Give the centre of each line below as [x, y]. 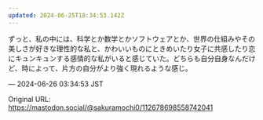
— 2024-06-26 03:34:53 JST [56, 84]
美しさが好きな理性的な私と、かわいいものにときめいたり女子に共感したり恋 [132, 49]
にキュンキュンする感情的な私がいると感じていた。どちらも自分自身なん [125, 58]
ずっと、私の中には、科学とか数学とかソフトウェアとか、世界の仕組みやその [131, 38]
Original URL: [29, 99]
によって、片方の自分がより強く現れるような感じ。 [110, 68]
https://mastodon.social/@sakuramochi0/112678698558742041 [111, 107]
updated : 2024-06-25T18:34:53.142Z [66, 15]
